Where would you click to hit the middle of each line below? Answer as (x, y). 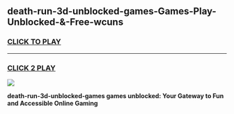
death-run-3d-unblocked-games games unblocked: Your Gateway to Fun (116, 95)
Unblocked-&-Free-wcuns (65, 22)
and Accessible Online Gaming (53, 103)
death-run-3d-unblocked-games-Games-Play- (112, 11)
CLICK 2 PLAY (31, 68)
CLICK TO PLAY (34, 42)
